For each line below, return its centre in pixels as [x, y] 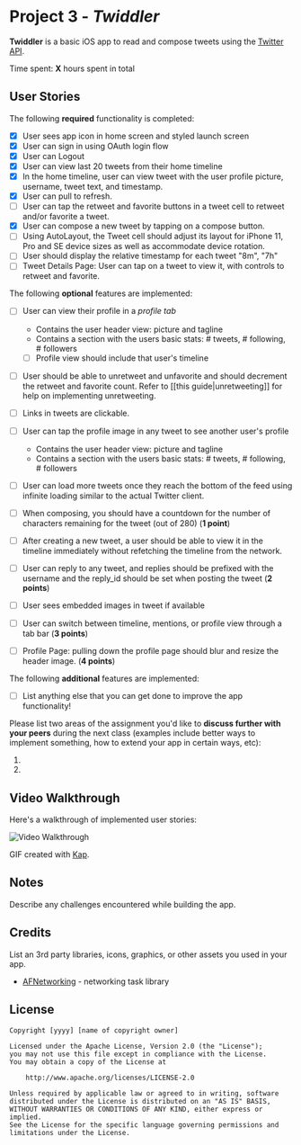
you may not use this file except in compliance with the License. [138, 1054]
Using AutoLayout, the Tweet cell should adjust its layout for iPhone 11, [153, 237]
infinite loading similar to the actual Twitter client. [113, 496]
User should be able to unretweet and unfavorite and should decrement [155, 376]
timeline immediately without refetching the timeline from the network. [152, 550]
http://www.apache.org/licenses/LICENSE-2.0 [110, 1078]
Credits [31, 933]
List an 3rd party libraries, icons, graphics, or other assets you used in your [148, 954]
